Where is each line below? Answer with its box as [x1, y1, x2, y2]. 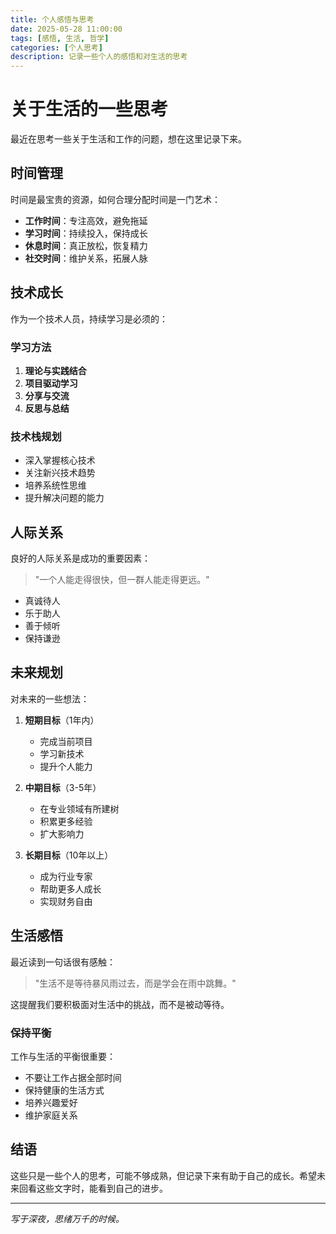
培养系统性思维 [24, 479, 87, 491]
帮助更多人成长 [39, 882, 102, 895]
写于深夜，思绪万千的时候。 [10, 1212, 125, 1225]
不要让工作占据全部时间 [24, 1072, 122, 1084]
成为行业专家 [39, 870, 93, 882]
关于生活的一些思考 [10, 98, 169, 121]
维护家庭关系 [24, 1109, 78, 1121]
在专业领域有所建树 [39, 802, 120, 815]
